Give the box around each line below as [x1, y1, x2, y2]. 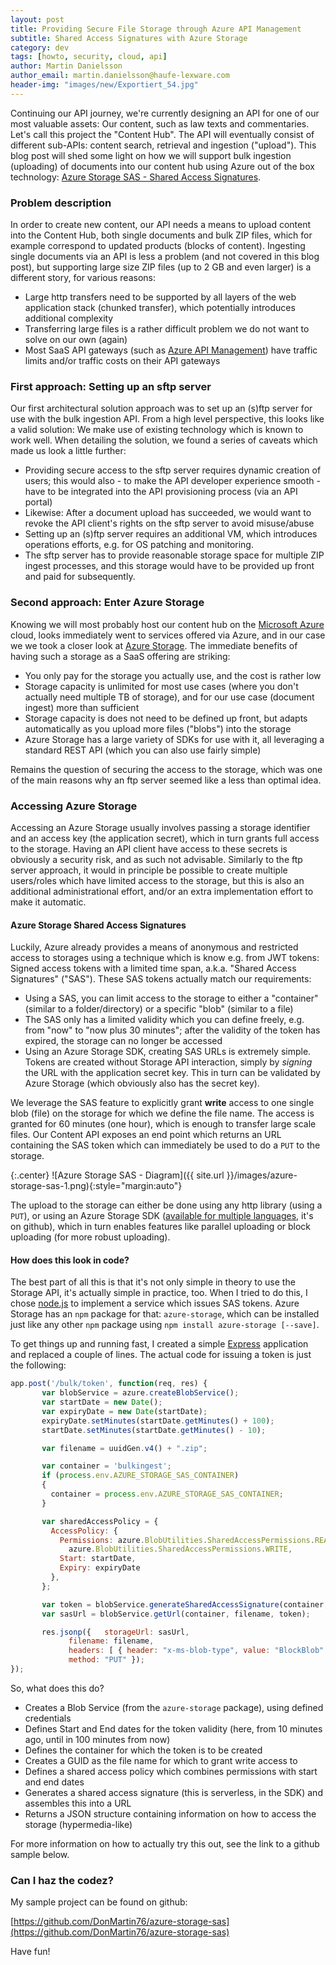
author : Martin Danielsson [10, 61, 123, 71]
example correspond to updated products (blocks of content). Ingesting [10, 240, 306, 252]
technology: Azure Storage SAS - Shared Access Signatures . [10, 171, 262, 183]
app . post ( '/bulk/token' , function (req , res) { [10, 1379, 208, 1389]
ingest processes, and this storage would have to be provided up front [24, 560, 315, 572]
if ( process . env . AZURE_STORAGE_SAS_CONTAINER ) [41, 1471, 240, 1481]
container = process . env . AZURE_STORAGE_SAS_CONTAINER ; [50, 1489, 284, 1500]
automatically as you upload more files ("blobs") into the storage [24, 722, 292, 735]
